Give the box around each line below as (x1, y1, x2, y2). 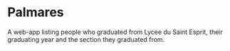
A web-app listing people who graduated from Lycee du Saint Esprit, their (7, 28, 223, 36)
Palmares (7, 4, 64, 21)
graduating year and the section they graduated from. (7, 35, 165, 43)
